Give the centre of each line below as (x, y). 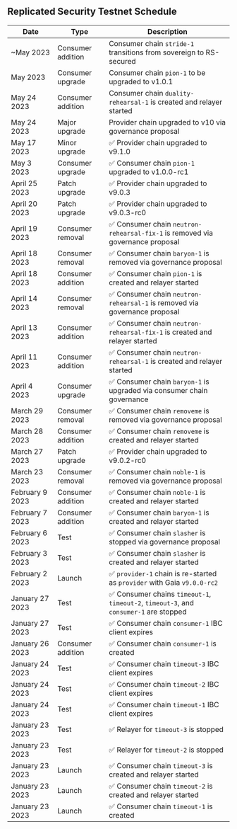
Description (168, 31)
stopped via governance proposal (165, 542)
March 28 (27, 431)
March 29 (27, 411)
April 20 (24, 203)
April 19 (24, 228)
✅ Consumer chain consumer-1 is (163, 644)
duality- (180, 93)
